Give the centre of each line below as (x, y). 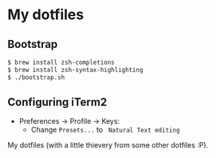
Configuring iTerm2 (57, 103)
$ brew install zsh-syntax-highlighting (76, 69)
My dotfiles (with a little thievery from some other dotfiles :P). (108, 145)
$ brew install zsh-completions (61, 62)
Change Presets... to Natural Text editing (105, 130)
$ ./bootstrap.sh (36, 77)
